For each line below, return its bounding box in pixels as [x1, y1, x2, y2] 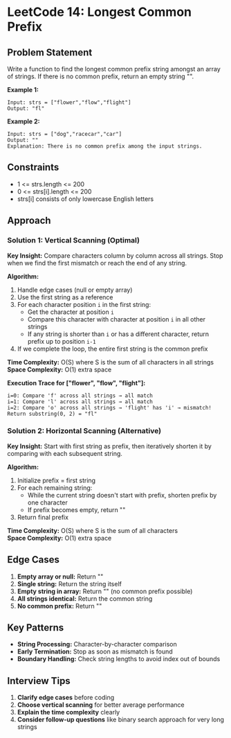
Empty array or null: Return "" [17, 572, 104, 581]
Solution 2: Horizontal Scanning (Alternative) [7, 426, 162, 436]
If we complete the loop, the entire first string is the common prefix [17, 344, 208, 353]
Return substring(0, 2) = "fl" [7, 410, 98, 417]
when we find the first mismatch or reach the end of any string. [7, 258, 187, 267]
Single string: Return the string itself [17, 579, 122, 588]
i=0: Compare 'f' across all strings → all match [7, 392, 154, 399]
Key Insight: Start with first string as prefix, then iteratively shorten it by [7, 441, 212, 450]
